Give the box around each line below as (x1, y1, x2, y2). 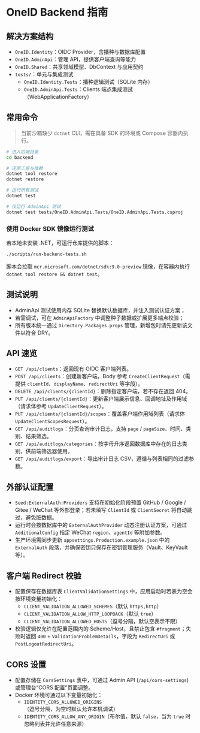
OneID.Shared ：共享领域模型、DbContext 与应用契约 (14, 64, 144, 70)
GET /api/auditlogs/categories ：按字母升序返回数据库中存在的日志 (14, 440, 183, 447)
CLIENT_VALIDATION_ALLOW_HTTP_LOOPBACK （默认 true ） (23, 610, 157, 617)
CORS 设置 (6, 659, 47, 669)
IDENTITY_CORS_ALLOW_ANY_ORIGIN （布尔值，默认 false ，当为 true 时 (23, 713, 191, 720)
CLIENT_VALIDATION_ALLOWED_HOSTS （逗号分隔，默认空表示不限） (23, 618, 181, 625)
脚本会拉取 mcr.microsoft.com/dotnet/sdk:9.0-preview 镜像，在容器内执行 (6, 263, 190, 270)
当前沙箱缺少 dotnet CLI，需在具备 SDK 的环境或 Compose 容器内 (20, 129, 184, 137)
